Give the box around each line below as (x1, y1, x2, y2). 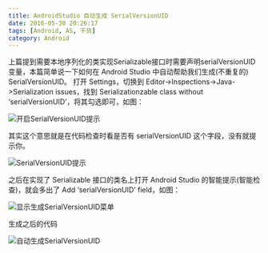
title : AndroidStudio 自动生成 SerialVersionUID (8, 11, 169, 20)
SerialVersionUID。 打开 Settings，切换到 (8, 77, 145, 86)
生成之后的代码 (8, 219, 58, 229)
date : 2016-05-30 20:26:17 (8, 19, 98, 27)
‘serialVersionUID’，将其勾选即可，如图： (8, 97, 144, 106)
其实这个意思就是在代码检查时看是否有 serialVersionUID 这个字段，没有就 (8, 131, 250, 141)
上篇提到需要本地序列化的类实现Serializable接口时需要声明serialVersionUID (8, 57, 256, 66)
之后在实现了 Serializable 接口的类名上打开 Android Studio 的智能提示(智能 (8, 175, 254, 185)
